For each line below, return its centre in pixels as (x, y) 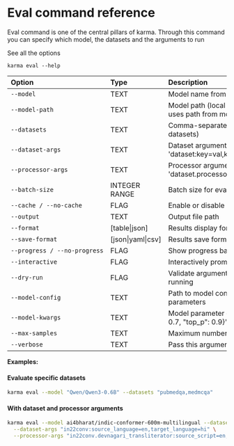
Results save (189, 239)
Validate (181, 273)
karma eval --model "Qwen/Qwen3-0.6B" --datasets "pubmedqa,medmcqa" (110, 392)
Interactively (188, 262)
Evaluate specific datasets (46, 378)
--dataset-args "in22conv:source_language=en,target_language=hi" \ (115, 429)
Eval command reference (81, 13)
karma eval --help (34, 65)
